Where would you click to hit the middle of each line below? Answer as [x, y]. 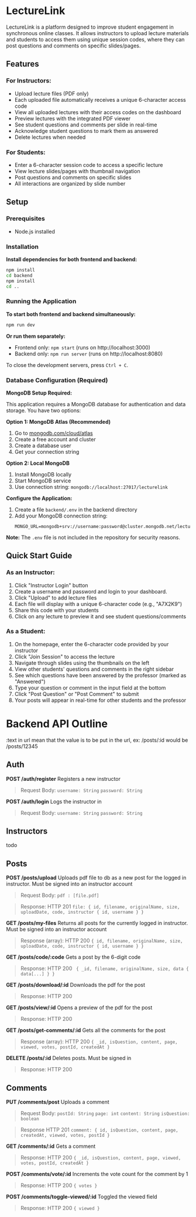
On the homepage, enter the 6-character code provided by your [92, 644]
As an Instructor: [31, 572]
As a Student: [26, 632]
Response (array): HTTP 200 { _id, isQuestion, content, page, [99, 1042]
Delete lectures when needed [50, 137]
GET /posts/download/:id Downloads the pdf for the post [75, 985]
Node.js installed [35, 231]
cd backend [19, 275]
